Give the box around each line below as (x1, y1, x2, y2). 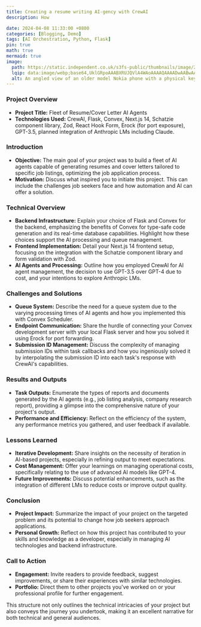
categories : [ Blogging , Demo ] (6, 31, 82, 37)
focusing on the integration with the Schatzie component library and (14, 249, 183, 256)
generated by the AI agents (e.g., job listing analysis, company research (14, 395, 192, 403)
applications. (14, 523, 47, 530)
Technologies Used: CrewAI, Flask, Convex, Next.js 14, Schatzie (14, 115, 174, 122)
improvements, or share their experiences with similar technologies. (14, 577, 182, 584)
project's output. (14, 408, 56, 415)
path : (11, 64, 26, 70)
